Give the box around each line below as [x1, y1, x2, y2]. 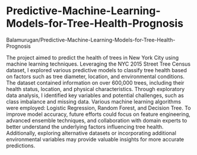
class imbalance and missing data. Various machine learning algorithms [6, 98, 181, 105]
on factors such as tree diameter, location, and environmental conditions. [6, 73, 185, 80]
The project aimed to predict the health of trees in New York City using [6, 54, 179, 61]
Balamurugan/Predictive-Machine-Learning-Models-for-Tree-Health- [6, 36, 176, 43]
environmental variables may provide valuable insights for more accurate [6, 135, 185, 143]
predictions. [6, 142, 36, 149]
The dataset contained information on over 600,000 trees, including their [6, 79, 185, 86]
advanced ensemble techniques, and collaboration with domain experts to [6, 117, 188, 124]
